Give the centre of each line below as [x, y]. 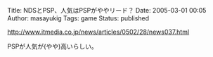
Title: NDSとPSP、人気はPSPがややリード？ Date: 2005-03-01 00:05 [107, 10]
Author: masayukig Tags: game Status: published [78, 18]
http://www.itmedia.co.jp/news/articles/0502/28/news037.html [98, 32]
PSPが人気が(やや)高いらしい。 [53, 46]
